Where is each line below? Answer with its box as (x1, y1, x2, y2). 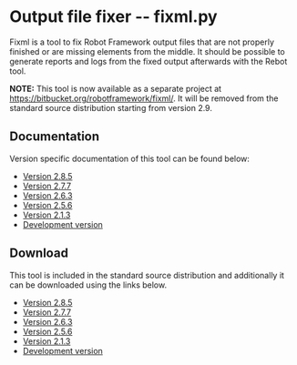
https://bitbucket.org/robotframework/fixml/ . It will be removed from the (9, 93, 279, 104)
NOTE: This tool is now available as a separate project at (9, 83, 221, 94)
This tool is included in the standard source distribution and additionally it (9, 269, 285, 280)
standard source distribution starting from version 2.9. (9, 102, 212, 113)
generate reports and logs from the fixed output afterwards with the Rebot (9, 56, 288, 66)
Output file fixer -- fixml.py (9, 6, 218, 27)
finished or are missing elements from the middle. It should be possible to (9, 46, 285, 56)
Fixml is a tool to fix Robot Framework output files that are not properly (9, 36, 275, 47)
